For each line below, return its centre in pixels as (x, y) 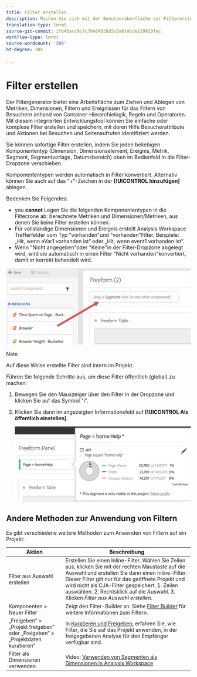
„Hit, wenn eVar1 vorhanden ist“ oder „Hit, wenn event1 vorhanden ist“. (99, 241)
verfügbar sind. (84, 642)
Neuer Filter (23, 612)
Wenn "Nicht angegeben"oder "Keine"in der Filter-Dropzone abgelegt (99, 247)
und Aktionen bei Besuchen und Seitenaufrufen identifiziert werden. (88, 133)
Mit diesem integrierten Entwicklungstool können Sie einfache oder (87, 120)
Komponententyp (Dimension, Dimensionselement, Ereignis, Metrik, (88, 150)
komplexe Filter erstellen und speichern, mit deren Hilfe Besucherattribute (95, 127)
